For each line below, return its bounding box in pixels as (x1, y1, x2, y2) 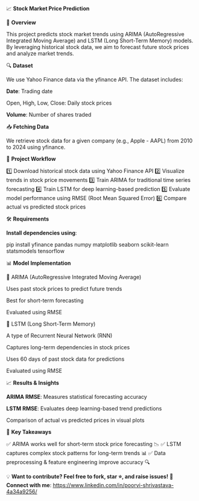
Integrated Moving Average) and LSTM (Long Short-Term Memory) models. (6, 37, 194, 44)
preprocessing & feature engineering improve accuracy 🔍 (6, 459, 150, 465)
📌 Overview (6, 19, 36, 26)
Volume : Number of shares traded (6, 111, 92, 118)
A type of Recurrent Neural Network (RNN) (6, 332, 113, 339)
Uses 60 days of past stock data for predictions (6, 355, 125, 363)
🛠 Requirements (6, 215, 49, 222)
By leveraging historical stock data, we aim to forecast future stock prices (6, 44, 189, 50)
